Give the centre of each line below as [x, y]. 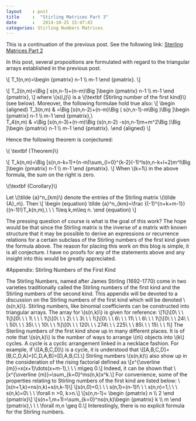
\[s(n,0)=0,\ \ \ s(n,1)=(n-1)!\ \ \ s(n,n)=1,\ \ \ [125, 387]
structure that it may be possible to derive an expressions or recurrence [92, 234]
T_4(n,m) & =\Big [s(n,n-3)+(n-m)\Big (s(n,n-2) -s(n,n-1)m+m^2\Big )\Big [93, 122]
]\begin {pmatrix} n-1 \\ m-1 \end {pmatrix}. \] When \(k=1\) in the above [92, 169]
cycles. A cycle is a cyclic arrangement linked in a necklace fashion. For [92, 344]
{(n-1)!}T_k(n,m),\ [27, 210]
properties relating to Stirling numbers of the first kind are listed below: [91, 381]
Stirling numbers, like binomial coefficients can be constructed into [109, 306]
